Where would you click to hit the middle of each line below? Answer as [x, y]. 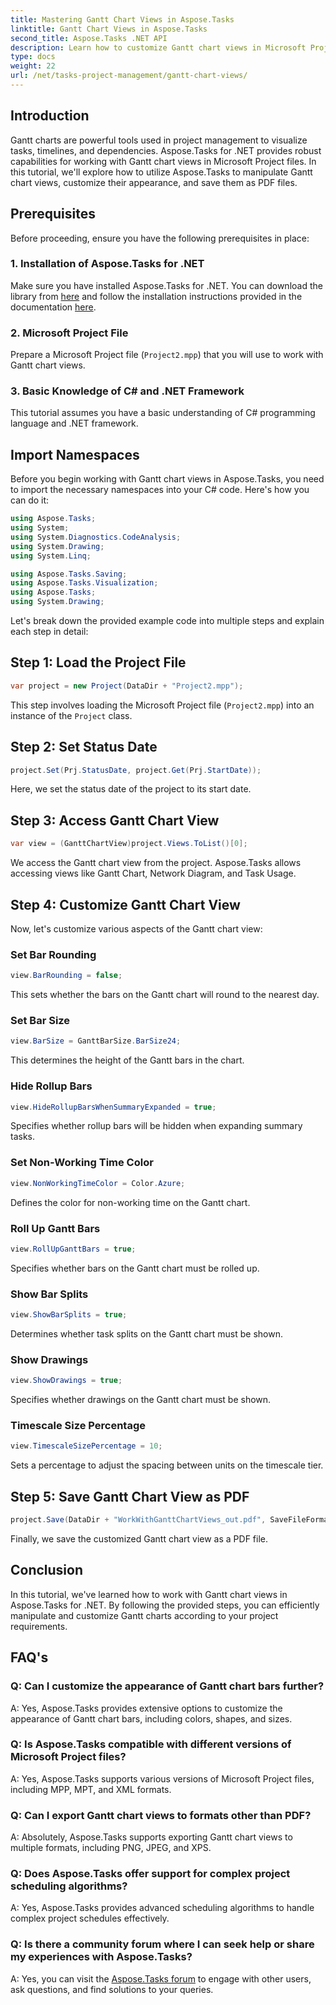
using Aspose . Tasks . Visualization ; [84, 583]
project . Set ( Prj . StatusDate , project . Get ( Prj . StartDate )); [136, 770]
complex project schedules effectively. [90, 1918]
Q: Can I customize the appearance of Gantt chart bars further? [167, 1686]
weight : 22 [33, 66]
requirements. [39, 1626]
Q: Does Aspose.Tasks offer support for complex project [150, 1874]
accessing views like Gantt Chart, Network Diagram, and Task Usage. [153, 873]
